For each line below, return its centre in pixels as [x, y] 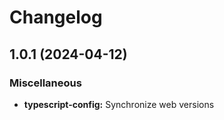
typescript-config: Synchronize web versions [119, 104]
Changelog [56, 17]
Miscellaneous [45, 83]
